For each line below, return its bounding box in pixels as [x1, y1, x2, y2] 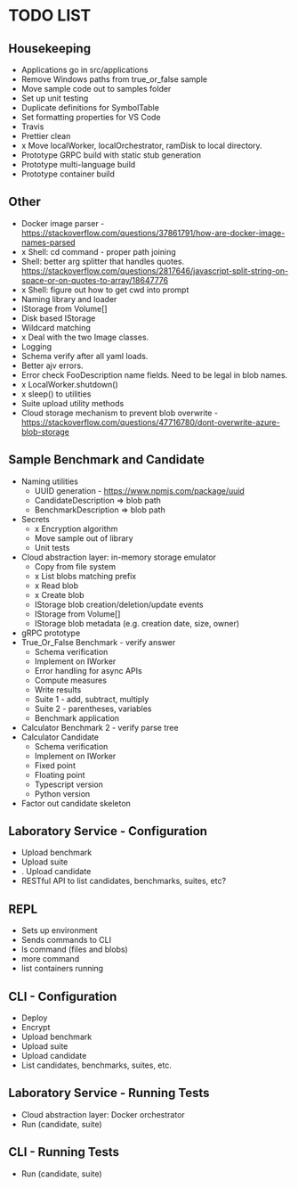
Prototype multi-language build [20, 160, 136, 169]
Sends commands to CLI [20, 935, 112, 946]
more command [20, 954, 80, 964]
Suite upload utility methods [20, 397, 125, 408]
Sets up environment [20, 925, 98, 936]
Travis [20, 121, 44, 132]
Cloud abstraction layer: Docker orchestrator [20, 1109, 186, 1119]
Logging [20, 340, 52, 352]
